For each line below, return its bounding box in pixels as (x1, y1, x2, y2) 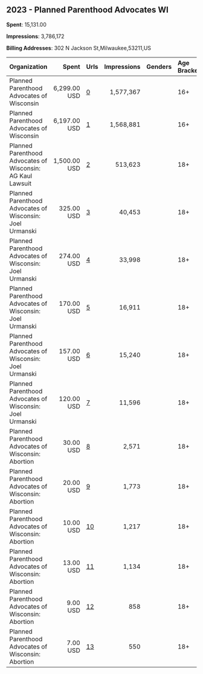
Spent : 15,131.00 (6, 21, 47, 28)
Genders (146, 62, 172, 71)
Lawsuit (9, 179, 32, 187)
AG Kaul (9, 172, 32, 180)
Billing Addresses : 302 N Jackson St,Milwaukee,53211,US (6, 44, 152, 51)
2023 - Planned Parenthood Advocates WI (6, 5, 169, 15)
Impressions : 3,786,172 (6, 33, 65, 40)
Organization (9, 62, 48, 71)
